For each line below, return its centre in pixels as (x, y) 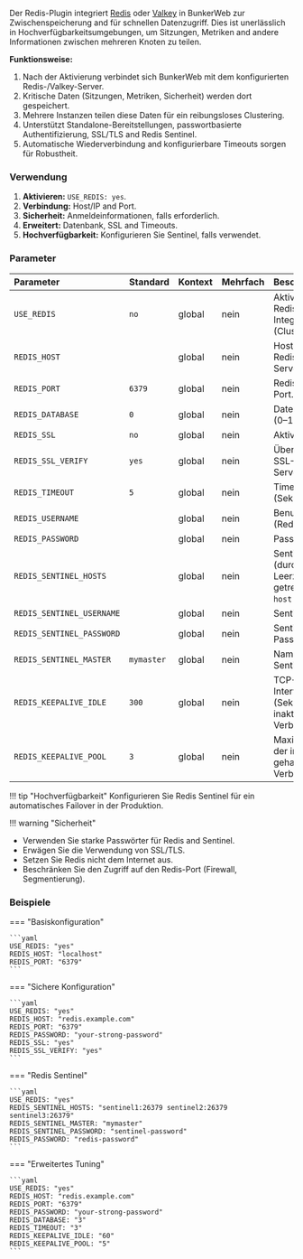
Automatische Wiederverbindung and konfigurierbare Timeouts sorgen (154, 144)
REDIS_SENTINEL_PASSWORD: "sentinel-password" (98, 1131)
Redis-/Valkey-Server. (63, 86)
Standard (149, 282)
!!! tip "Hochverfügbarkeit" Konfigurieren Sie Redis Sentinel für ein (132, 796)
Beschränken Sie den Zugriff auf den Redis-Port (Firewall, (129, 869)
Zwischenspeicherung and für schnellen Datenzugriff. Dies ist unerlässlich (147, 23)
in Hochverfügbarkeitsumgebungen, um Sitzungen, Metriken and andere (144, 32)
